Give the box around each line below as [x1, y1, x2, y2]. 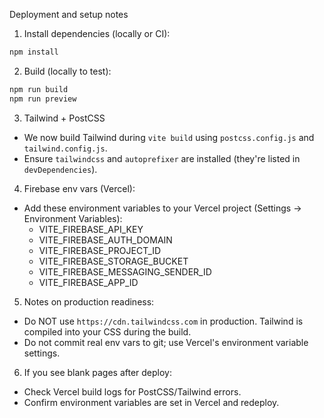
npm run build [9, 84, 69, 94]
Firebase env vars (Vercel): [23, 182, 136, 194]
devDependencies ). [23, 163, 98, 175]
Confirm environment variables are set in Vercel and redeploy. [23, 396, 280, 408]
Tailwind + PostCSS [23, 112, 106, 124]
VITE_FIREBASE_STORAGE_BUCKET [38, 255, 189, 267]
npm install [9, 47, 59, 57]
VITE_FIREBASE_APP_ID [38, 276, 139, 288]
